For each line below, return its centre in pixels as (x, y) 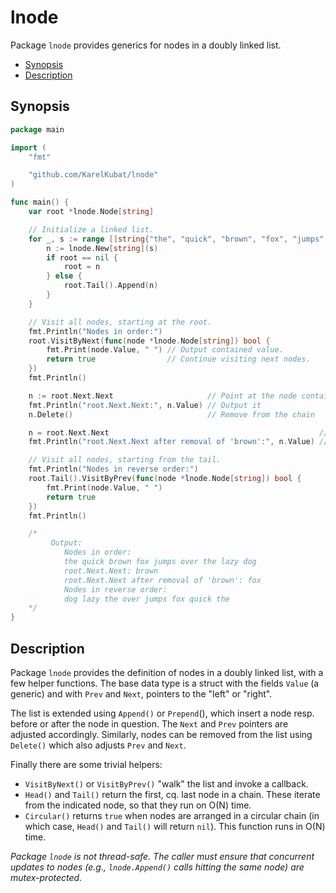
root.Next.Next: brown (111, 571)
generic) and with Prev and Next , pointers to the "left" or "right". (141, 693)
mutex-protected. (46, 877)
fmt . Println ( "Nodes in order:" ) (95, 331)
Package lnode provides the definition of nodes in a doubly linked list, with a (167, 672)
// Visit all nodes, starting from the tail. (125, 460)
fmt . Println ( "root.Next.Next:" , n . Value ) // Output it (145, 405)
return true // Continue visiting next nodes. (178, 359)
